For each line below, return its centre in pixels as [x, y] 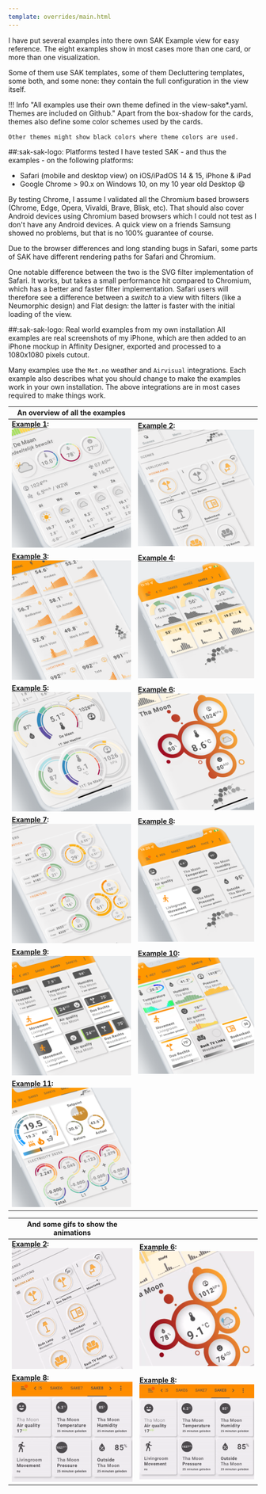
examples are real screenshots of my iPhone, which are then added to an [127, 337]
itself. [17, 89]
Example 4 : [157, 558]
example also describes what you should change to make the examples [125, 378]
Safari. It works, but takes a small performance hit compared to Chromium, [130, 280]
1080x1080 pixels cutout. [49, 354]
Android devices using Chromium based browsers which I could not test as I [133, 216]
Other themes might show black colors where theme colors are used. [123, 137]
